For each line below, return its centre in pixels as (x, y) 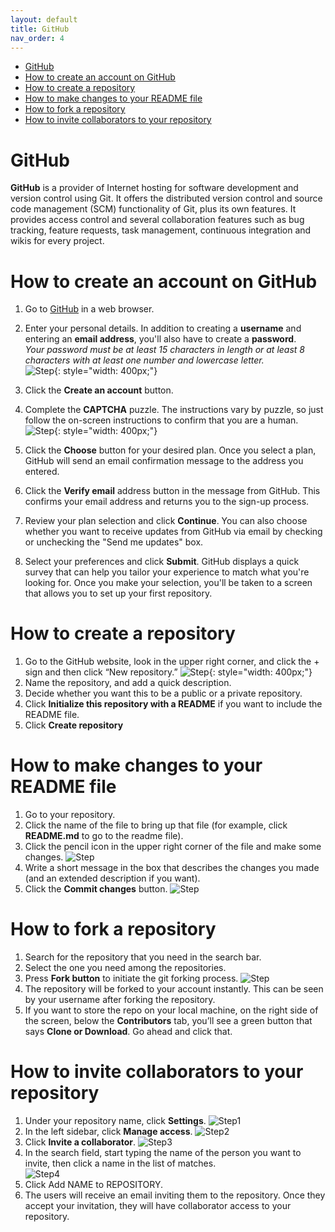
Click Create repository (74, 725)
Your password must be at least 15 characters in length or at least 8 (164, 350)
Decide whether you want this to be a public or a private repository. (163, 693)
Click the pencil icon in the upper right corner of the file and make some (173, 847)
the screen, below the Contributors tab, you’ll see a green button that (168, 1021)
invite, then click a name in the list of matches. (120, 1163)
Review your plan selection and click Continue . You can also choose (166, 521)
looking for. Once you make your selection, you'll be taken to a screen (168, 583)
